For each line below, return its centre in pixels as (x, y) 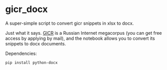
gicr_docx (27, 9)
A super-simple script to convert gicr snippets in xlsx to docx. (70, 23)
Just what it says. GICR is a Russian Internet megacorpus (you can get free (84, 33)
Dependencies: (21, 53)
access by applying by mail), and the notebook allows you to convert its (80, 38)
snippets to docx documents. (36, 43)
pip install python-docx (31, 62)
